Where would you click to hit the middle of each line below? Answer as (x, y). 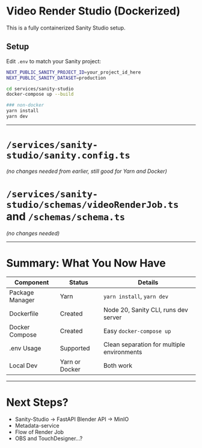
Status (79, 282)
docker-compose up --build (40, 95)
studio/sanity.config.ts (68, 156)
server (112, 317)
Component (32, 282)
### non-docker (25, 105)
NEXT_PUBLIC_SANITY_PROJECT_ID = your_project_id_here (74, 72)
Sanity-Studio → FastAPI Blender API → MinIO (72, 419)
